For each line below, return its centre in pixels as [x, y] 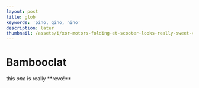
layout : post [22, 11]
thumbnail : [20, 33]
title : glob [21, 17]
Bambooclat [36, 62]
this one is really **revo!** [39, 79]
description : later [30, 28]
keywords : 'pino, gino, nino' [44, 22]
